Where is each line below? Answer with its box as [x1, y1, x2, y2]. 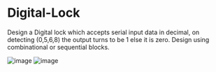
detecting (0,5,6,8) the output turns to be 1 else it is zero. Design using [7, 35, 210, 43]
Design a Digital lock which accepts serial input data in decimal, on [7, 28, 200, 36]
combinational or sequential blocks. [7, 43, 110, 51]
